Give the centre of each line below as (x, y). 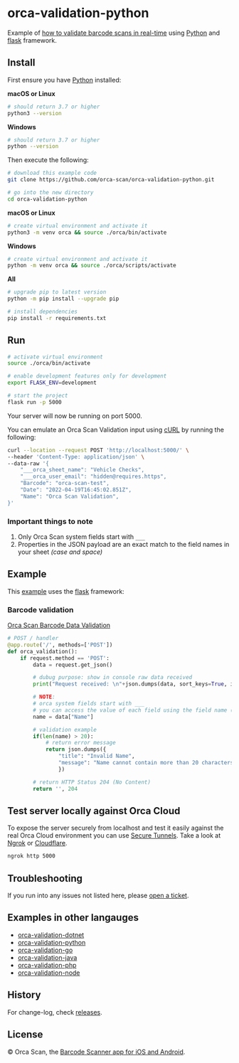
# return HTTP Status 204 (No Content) (92, 782)
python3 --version (34, 113)
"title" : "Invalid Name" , (96, 756)
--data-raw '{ (28, 464)
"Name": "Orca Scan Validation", (70, 496)
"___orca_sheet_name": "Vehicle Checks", (82, 470)
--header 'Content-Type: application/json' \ (76, 456)
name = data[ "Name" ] (63, 717)
